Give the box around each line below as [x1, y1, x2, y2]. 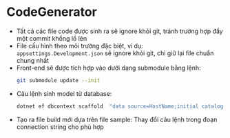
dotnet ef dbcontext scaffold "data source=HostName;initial [16, 103, 199, 110]
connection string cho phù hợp [16, 122, 104, 131]
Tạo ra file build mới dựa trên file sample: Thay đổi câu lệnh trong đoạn [16, 115, 218, 124]
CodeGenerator [6, 4, 97, 20]
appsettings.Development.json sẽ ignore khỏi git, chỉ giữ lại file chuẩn [16, 49, 214, 57]
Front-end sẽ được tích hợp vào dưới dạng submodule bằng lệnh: [16, 63, 201, 72]
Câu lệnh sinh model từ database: [16, 89, 112, 97]
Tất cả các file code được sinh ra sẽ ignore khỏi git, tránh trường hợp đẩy [16, 27, 223, 35]
